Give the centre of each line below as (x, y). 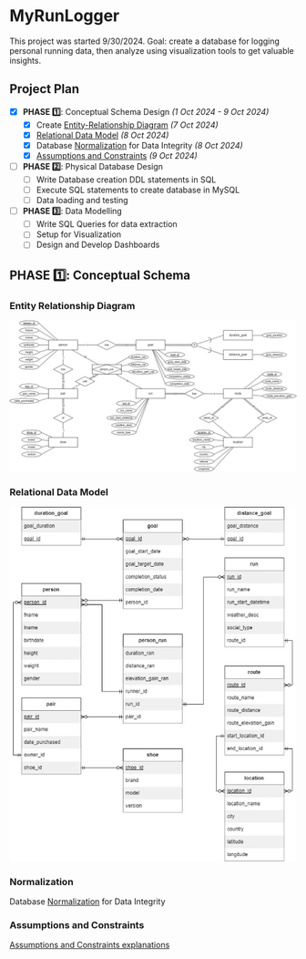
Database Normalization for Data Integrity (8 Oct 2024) (139, 145)
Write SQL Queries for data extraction (107, 224)
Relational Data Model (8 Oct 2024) (102, 135)
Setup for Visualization (79, 234)
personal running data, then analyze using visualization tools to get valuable (152, 50)
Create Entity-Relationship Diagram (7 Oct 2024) (127, 125)
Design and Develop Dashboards (98, 245)
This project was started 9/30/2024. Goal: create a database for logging (145, 41)
